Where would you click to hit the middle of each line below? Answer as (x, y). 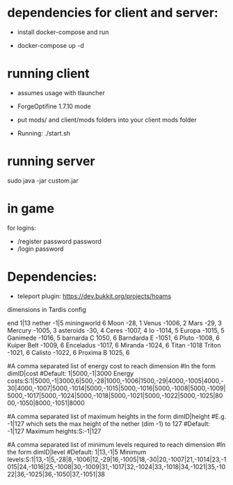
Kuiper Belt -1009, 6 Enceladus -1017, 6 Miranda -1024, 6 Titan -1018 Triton (114, 345)
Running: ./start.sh (44, 133)
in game (31, 208)
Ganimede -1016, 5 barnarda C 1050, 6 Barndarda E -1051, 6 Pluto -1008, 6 (114, 338)
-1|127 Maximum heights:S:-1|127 (54, 431)
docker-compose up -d (51, 45)
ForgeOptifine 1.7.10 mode (54, 106)
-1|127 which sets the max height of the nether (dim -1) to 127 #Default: (109, 424)
